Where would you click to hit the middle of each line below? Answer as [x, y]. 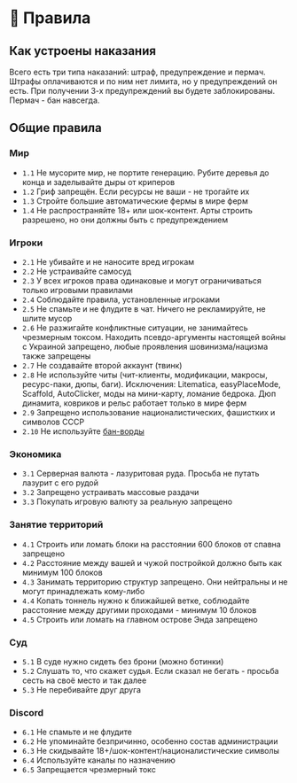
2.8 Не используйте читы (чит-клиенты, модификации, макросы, [145, 375]
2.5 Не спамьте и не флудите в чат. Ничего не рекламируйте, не [144, 308]
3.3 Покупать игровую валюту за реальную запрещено [127, 502]
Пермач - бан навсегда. [55, 100]
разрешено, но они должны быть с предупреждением [125, 220]
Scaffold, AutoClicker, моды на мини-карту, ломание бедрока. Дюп [149, 393]
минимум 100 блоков [63, 572]
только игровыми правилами [77, 290]
